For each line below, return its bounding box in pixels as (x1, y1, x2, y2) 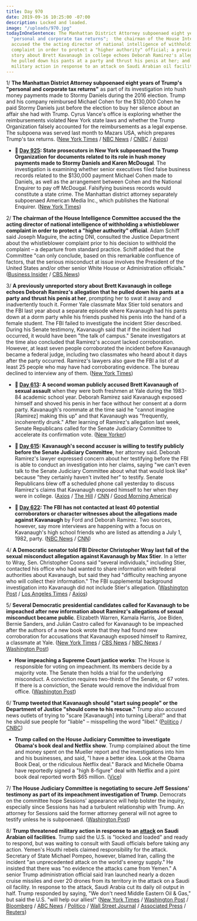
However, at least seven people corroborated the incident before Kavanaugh (6, 345, 191, 352)
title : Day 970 (6, 8, 43, 15)
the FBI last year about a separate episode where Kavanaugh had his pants (6, 307, 188, 315)
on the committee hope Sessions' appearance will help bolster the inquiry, (6, 797, 185, 805)
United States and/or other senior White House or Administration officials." (6, 265, 186, 272)
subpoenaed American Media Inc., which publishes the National (14, 197, 169, 204)
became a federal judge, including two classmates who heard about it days (6, 351, 188, 358)
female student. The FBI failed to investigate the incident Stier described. (6, 320, 182, 327)
